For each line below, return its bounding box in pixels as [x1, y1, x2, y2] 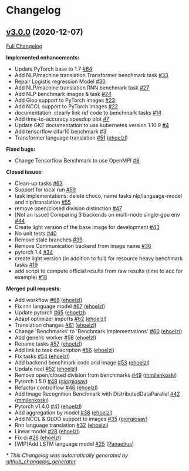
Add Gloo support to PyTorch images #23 [14, 97, 116, 104]
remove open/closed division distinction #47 [14, 205, 122, 212]
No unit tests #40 [14, 230, 57, 237]
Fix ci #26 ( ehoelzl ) [14, 434, 62, 441]
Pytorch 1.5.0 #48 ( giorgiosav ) [14, 378, 88, 384]
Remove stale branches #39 [14, 236, 83, 243]
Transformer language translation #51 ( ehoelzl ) [14, 134, 128, 141]
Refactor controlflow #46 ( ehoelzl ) [14, 384, 98, 391]
